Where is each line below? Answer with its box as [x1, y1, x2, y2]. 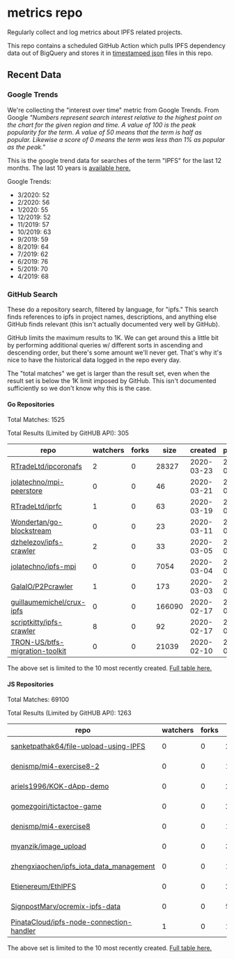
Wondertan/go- [10, 517, 63, 527]
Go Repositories [7, 400, 55, 408]
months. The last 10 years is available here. [7, 164, 131, 172]
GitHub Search [7, 289, 58, 299]
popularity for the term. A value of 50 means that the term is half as [7, 127, 202, 137]
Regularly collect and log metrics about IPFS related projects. [7, 28, 183, 36]
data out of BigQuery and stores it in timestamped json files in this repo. [7, 49, 214, 57]
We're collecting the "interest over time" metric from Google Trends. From [7, 106, 219, 114]
